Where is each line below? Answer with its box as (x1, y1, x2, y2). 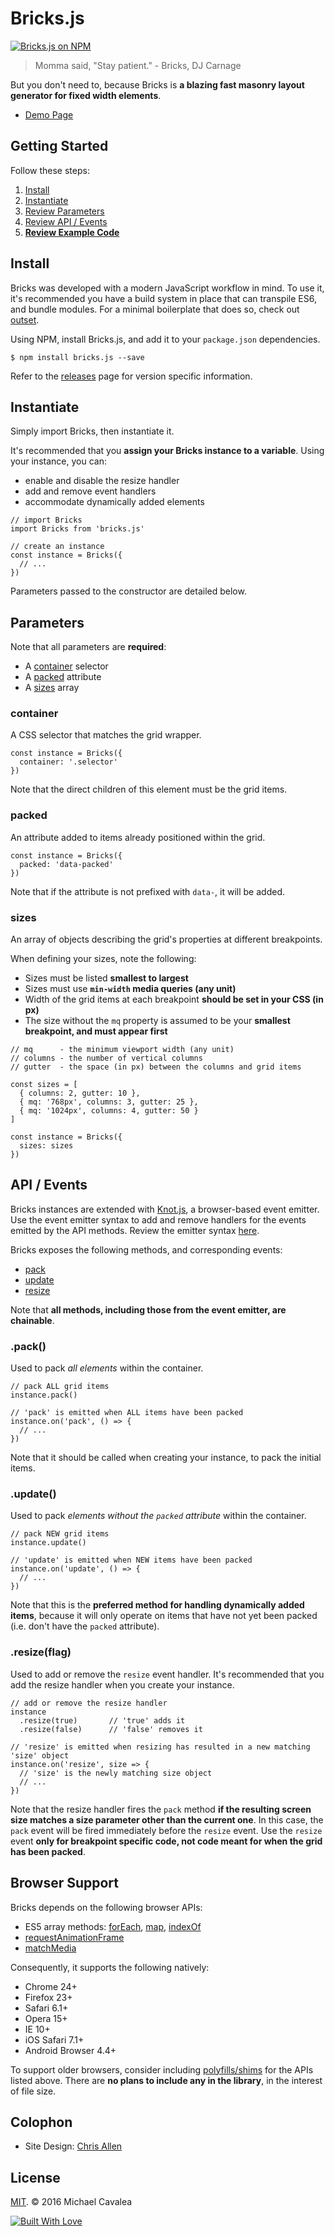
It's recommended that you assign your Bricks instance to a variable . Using (10, 445, 325, 457)
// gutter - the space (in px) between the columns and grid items (10, 1062, 302, 1072)
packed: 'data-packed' (19, 859, 114, 869)
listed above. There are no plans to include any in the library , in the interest (10, 2074, 323, 2086)
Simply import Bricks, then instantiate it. (10, 425, 175, 437)
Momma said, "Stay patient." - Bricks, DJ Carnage (34, 59, 242, 71)
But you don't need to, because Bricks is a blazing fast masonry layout (10, 78, 305, 91)
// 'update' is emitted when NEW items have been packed (10, 1555, 253, 1566)
